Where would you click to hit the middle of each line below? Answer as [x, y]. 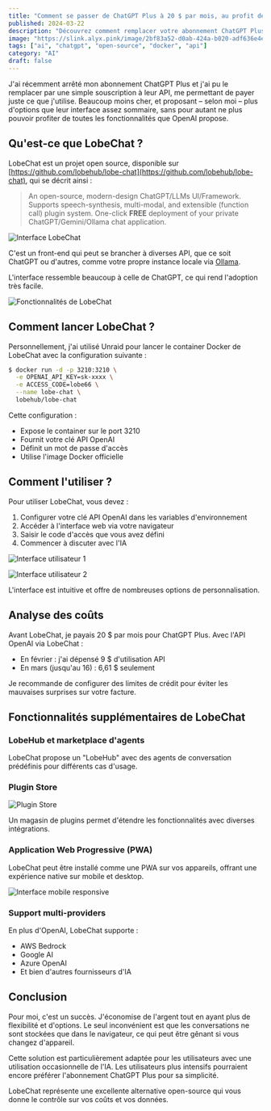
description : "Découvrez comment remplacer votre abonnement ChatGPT [128, 31]
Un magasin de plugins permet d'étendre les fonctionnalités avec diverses [132, 820]
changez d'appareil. [42, 1042]
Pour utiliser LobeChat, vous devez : [69, 501]
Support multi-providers [57, 912]
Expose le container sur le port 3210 [80, 431]
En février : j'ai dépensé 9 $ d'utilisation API [92, 659]
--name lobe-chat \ [48, 393]
